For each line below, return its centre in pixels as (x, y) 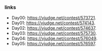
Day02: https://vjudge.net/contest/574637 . (54, 28)
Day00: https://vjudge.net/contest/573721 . (54, 18)
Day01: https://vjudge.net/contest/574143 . (53, 23)
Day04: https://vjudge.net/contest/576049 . (54, 38)
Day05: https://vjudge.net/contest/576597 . (54, 44)
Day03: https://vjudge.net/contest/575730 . (54, 34)
